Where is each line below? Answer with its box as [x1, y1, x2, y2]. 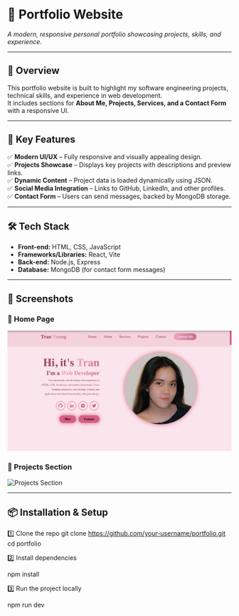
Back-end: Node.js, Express [17, 258, 101, 266]
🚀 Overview [7, 65, 60, 77]
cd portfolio [7, 539, 41, 548]
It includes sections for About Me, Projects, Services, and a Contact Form [7, 99, 227, 107]
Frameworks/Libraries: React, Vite [17, 250, 121, 259]
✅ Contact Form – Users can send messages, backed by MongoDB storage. [7, 192, 231, 200]
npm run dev [7, 600, 45, 610]
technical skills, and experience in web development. [7, 91, 163, 99]
